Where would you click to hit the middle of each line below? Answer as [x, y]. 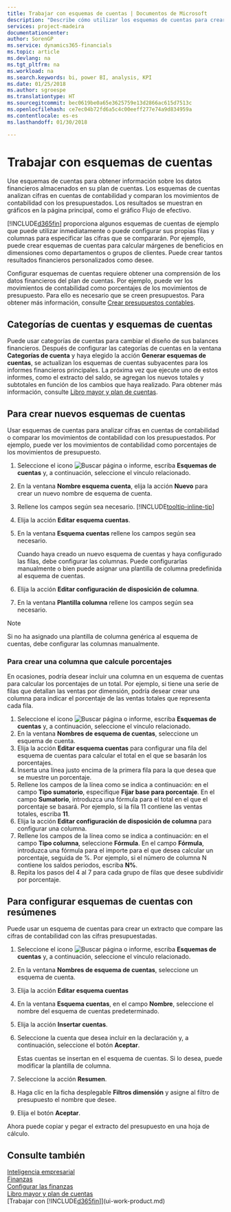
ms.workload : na [30, 71]
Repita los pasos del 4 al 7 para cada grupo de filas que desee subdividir [120, 872]
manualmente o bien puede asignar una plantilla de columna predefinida [119, 569]
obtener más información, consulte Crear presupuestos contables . [101, 302]
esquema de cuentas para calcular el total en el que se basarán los [112, 756]
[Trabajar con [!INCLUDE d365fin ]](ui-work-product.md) [86, 1201]
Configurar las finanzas [40, 1186]
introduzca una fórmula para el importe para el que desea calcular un [115, 850]
